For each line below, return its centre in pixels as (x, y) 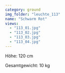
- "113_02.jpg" (25, 33)
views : (12, 23)
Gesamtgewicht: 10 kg (28, 65)
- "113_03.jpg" (25, 37)
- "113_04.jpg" (25, 42)
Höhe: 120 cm (19, 56)
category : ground (23, 10)
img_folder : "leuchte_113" (33, 14)
